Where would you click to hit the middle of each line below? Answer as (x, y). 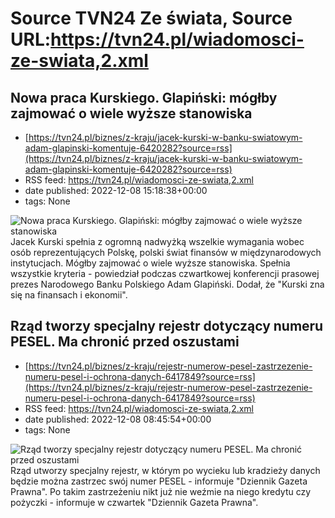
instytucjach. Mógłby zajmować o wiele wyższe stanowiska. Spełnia (150, 263)
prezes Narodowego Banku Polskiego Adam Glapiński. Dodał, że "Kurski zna (167, 284)
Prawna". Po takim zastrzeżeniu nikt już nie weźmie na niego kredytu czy (161, 491)
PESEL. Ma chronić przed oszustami (125, 342)
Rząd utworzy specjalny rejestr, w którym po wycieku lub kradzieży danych (165, 470)
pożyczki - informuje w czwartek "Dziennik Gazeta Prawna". (134, 502)
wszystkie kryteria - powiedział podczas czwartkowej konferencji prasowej (165, 273)
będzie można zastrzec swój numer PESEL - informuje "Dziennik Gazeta (159, 481)
